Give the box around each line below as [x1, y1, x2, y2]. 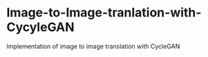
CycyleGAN [6, 19, 75, 35]
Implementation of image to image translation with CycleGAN [6, 42, 180, 50]
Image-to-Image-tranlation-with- [6, 5, 202, 21]
